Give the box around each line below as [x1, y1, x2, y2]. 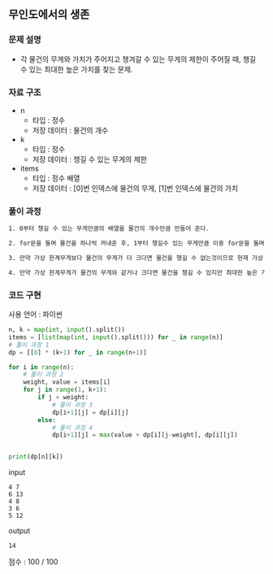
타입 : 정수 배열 [32, 173, 80, 183]
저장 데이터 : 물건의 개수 [32, 125, 109, 135]
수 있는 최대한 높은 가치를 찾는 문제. [19, 64, 133, 74]
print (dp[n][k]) [8, 453, 63, 461]
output [8, 526, 31, 536]
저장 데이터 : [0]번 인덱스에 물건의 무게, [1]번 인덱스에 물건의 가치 [32, 183, 238, 193]
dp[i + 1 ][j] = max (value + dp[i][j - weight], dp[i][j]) [51, 431, 238, 439]
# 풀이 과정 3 [51, 401, 93, 409]
